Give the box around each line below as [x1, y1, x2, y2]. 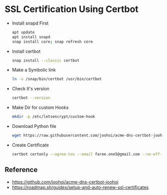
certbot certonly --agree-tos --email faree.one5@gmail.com [11, 151, 140, 156]
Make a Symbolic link [11, 67, 56, 73]
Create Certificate [11, 142, 49, 148]
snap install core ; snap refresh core [11, 39, 93, 44]
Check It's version [11, 86, 49, 92]
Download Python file [11, 123, 56, 129]
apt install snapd [11, 34, 50, 40]
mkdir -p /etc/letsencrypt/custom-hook [11, 114, 95, 119]
